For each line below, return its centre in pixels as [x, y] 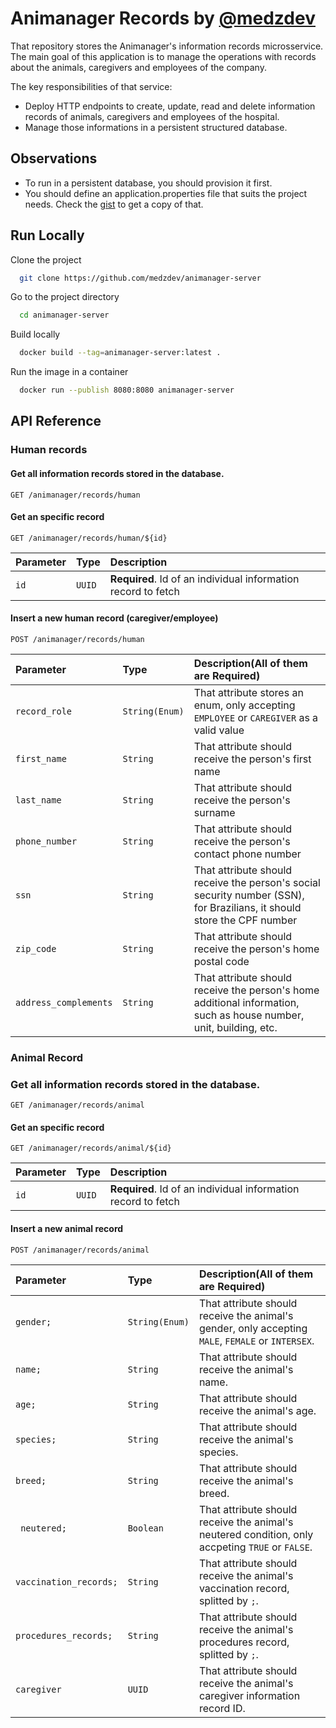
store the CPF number [245, 920]
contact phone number [247, 854]
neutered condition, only [256, 1534]
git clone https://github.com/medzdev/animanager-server [140, 278]
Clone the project [46, 259]
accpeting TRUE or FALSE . [255, 1547]
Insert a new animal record [67, 1228]
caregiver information [249, 1695]
